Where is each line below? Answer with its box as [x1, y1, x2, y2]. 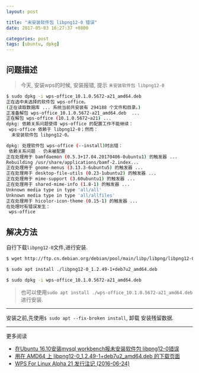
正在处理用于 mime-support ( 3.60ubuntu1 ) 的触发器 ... [6, 176, 136, 182]
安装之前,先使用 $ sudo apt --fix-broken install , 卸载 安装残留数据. [6, 314, 174, 321]
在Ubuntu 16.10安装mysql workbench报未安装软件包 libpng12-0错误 [14, 345, 179, 352]
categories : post [6, 36, 49, 42]
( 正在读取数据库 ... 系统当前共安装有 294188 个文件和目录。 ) [6, 105, 141, 110]
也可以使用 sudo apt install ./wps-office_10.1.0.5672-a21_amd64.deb [20, 289, 193, 296]
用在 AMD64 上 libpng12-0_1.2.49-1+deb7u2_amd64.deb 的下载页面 [14, 352, 181, 359]
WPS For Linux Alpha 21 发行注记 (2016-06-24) [14, 360, 130, 367]
